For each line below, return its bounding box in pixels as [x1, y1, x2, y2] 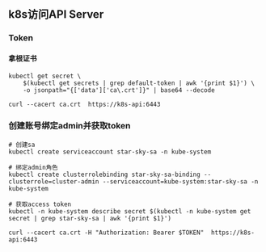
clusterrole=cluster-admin [8, 177, 99, 186]
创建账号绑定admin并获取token [8, 120, 131, 132]
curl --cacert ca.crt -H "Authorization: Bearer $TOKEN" [8, 229, 205, 237]
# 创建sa [8, 141, 36, 149]
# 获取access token [8, 200, 72, 208]
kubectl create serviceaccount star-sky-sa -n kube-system [8, 148, 212, 156]
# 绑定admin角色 [8, 163, 58, 171]
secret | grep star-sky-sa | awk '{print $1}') [8, 214, 172, 222]
